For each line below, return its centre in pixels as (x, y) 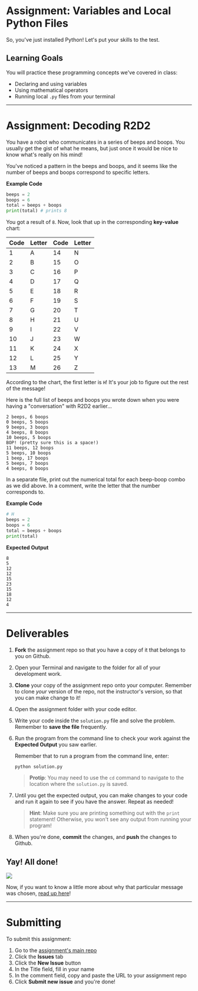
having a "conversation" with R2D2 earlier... (59, 406)
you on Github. (33, 656)
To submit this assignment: (39, 939)
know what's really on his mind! (44, 154)
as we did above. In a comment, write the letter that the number (83, 486)
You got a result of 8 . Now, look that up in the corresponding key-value (92, 222)
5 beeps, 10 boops (29, 453)
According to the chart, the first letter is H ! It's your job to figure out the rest (97, 382)
